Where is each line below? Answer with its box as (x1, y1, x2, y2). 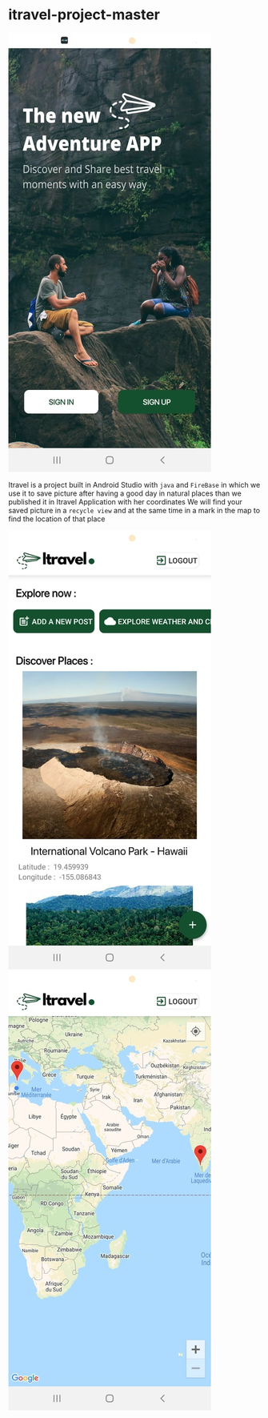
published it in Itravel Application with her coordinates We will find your (8, 496, 242, 506)
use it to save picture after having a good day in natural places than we (8, 488, 242, 498)
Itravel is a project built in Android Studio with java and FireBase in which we (8, 480, 261, 489)
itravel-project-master (8, 6, 161, 24)
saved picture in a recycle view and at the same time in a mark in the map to (8, 505, 261, 515)
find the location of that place (8, 514, 106, 524)
